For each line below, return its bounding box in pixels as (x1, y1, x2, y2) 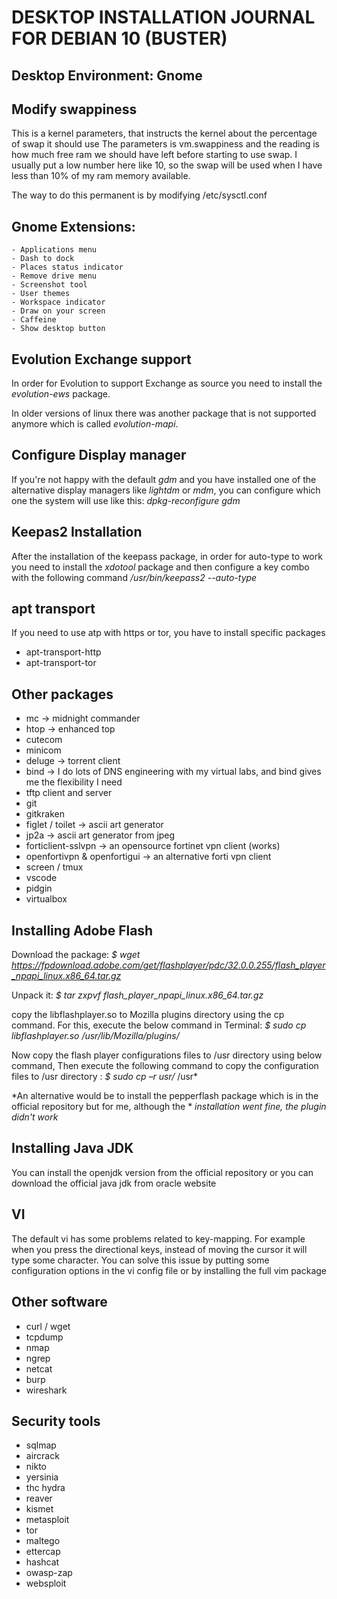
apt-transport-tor (25, 657, 97, 669)
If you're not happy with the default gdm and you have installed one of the (11, 473, 317, 485)
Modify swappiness (11, 101, 138, 118)
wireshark (25, 1384, 68, 1396)
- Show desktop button (11, 324, 106, 334)
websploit (25, 1577, 67, 1590)
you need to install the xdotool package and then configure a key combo (11, 561, 310, 573)
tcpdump (25, 1331, 64, 1343)
